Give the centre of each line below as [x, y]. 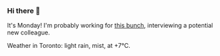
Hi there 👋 [24, 11]
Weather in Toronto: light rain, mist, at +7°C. [69, 46]
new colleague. [28, 32]
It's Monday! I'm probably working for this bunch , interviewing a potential [110, 26]
